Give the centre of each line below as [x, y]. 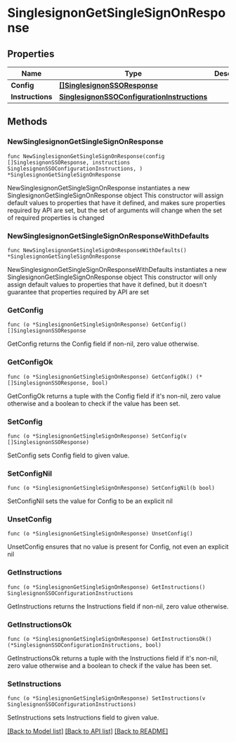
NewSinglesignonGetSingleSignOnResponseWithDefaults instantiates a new [117, 269]
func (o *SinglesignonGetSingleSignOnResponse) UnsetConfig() [100, 534]
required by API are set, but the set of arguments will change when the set [115, 210]
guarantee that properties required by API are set [78, 292]
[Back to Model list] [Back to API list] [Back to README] [88, 731]
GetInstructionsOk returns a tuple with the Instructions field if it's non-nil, [113, 658]
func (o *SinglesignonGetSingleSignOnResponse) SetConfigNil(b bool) [111, 488]
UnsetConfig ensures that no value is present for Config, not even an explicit [118, 547]
